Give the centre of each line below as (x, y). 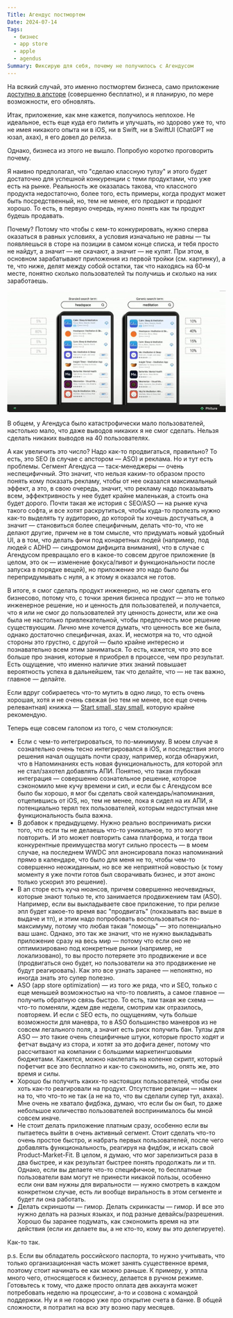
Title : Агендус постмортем (46, 15)
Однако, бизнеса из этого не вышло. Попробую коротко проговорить (110, 150)
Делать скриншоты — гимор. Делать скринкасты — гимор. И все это (121, 1206)
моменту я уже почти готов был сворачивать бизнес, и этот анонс (116, 874)
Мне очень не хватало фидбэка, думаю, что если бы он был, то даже (120, 1103)
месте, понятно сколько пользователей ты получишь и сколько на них (112, 273)
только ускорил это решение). (62, 882)
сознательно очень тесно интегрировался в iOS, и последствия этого (121, 749)
